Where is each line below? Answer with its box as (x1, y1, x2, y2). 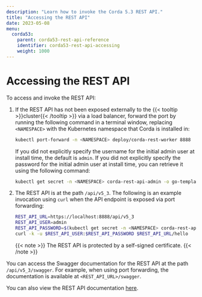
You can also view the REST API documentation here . (6, 284, 139, 292)
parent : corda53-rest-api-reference (17, 37, 110, 43)
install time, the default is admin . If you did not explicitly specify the (14, 154, 181, 161)
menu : (6, 25, 20, 32)
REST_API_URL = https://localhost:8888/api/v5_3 (14, 214, 134, 220)
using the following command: (14, 167, 90, 174)
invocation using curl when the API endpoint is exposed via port (14, 196, 175, 203)
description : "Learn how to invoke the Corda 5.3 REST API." (6, 8, 163, 15)
